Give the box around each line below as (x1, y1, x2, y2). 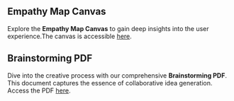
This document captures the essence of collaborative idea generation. (7, 78, 213, 87)
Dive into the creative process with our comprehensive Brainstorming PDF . (7, 71, 227, 80)
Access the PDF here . (7, 86, 71, 95)
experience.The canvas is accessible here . (7, 32, 133, 40)
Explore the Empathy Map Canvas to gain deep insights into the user (7, 24, 209, 32)
